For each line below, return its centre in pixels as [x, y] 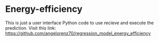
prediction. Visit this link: [31, 28]
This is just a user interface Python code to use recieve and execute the [79, 23]
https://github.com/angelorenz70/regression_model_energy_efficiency [78, 33]
